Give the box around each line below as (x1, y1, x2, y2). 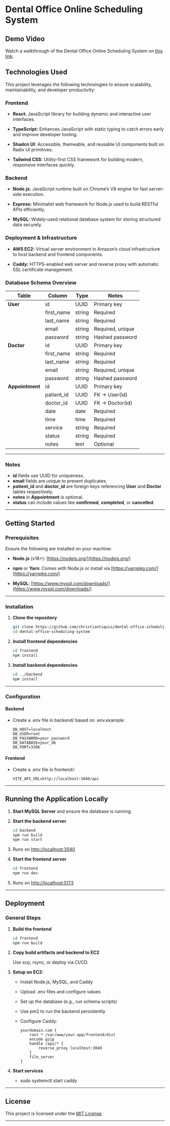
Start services (12, 1068, 44, 1074)
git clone (12, 624, 34, 630)
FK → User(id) (94, 391, 128, 398)
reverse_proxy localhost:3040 (38, 1045, 102, 1051)
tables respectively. (12, 489, 54, 495)
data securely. (12, 222, 42, 228)
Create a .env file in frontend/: (12, 766, 75, 773)
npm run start (12, 837, 42, 842)
